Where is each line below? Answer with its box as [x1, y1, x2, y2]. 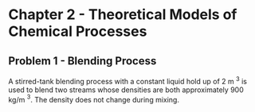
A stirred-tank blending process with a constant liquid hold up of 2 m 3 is [8, 75, 247, 86]
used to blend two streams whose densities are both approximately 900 [8, 85, 245, 95]
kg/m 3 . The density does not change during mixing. [8, 93, 179, 104]
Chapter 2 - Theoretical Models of [8, 6, 237, 24]
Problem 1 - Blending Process [8, 54, 157, 68]
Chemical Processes [8, 22, 147, 41]
